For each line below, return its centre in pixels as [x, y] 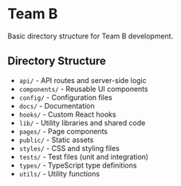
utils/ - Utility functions [59, 173]
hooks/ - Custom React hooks [67, 114]
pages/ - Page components [63, 131]
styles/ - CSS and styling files [69, 148]
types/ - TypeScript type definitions [78, 165]
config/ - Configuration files [65, 97]
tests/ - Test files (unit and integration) [84, 156]
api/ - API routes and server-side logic [83, 80]
